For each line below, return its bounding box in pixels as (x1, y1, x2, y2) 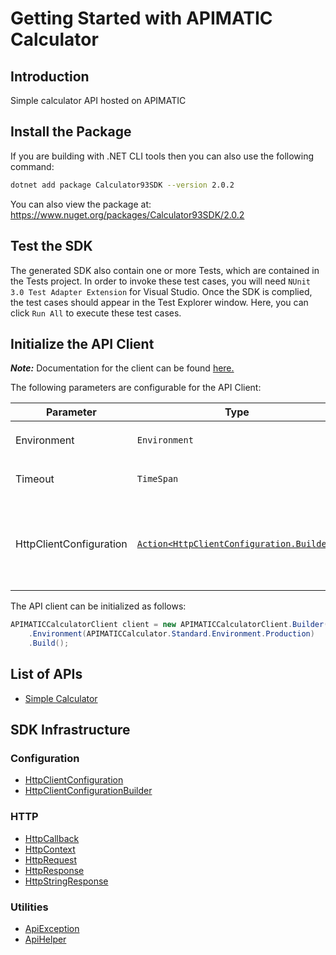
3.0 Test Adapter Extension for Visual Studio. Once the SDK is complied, (10, 285, 313, 297)
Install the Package (10, 123, 132, 141)
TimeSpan (136, 473, 179, 485)
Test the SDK (10, 238, 93, 255)
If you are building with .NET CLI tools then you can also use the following (10, 150, 315, 162)
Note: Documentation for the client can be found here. (10, 362, 235, 374)
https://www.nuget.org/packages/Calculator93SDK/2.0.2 (10, 208, 245, 221)
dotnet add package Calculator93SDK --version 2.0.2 (10, 180, 235, 190)
